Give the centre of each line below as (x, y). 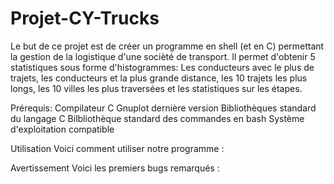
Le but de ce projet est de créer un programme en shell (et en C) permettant (167, 46)
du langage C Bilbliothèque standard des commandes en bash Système (157, 118)
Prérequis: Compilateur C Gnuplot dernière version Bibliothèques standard (163, 108)
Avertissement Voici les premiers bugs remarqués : (115, 168)
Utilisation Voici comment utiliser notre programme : (117, 148)
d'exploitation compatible (62, 129)
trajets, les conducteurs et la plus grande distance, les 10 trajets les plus (159, 78)
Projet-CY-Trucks (85, 18)
